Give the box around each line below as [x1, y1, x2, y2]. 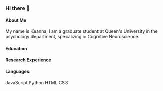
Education [5, 45, 27, 51]
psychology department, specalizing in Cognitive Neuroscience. [5, 34, 140, 40]
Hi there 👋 [5, 5, 30, 12]
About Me [5, 17, 27, 23]
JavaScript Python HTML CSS [5, 79, 68, 85]
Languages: [5, 68, 31, 74]
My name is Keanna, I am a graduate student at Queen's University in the [5, 28, 158, 34]
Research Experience [5, 57, 52, 63]
